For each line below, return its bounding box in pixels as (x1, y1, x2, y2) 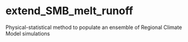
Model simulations (5, 30, 50, 37)
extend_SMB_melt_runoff (5, 4, 134, 18)
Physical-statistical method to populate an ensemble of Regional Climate (5, 24, 183, 31)
